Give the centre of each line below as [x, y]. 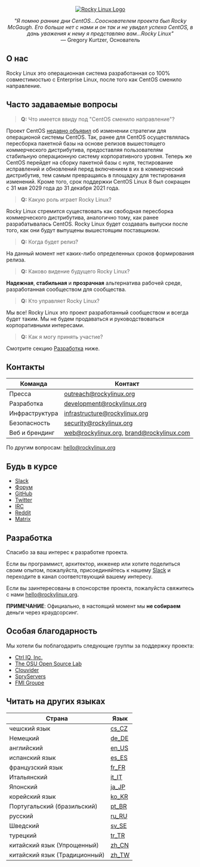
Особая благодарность [52, 631]
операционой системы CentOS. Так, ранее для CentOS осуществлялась [98, 137]
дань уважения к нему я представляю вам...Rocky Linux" [100, 34]
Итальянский [28, 777]
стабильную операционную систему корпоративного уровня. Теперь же [99, 156]
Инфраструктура [34, 413]
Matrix [23, 519]
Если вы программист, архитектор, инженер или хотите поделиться [93, 564]
